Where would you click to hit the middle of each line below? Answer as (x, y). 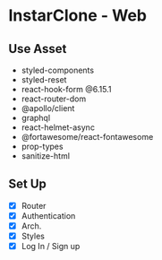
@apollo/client (48, 108)
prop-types (42, 146)
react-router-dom (54, 99)
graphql (36, 118)
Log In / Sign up (51, 247)
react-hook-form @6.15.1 (66, 89)
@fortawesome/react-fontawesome (87, 137)
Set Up (27, 184)
